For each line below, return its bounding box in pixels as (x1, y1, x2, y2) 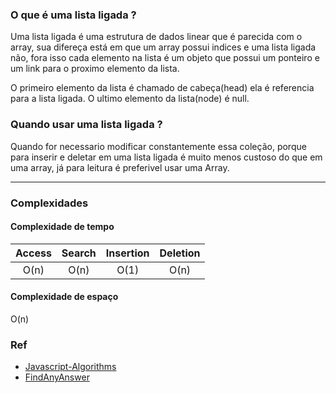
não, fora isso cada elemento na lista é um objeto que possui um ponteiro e (10, 52, 320, 64)
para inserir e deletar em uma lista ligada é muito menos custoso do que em (10, 151, 323, 163)
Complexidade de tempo (10, 221, 115, 233)
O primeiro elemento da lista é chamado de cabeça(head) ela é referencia (10, 82, 315, 94)
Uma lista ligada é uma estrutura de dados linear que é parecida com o (10, 31, 303, 43)
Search (61, 246, 97, 260)
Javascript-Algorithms (24, 361, 117, 373)
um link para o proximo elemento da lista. (10, 63, 180, 75)
